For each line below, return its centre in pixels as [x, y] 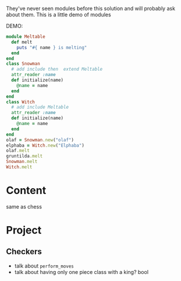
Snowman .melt [22, 162]
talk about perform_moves [44, 266]
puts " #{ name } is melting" [52, 47]
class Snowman [23, 64]
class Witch [20, 102]
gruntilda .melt [24, 156]
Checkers [24, 251]
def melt [22, 42]
